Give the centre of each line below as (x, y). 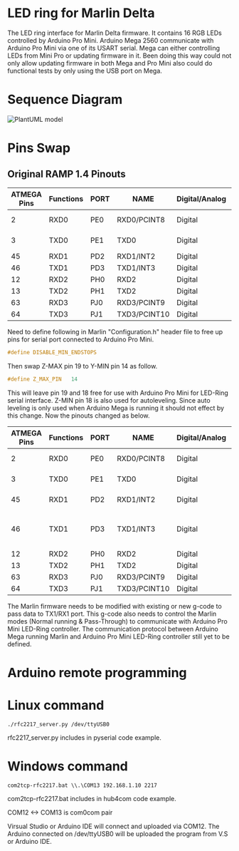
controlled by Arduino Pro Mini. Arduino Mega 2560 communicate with (111, 40)
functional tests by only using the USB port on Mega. (85, 71)
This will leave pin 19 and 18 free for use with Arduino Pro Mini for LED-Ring (118, 393)
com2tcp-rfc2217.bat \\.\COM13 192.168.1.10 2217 (83, 785)
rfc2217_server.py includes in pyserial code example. (84, 737)
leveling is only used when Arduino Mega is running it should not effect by (116, 408)
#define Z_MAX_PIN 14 (43, 379)
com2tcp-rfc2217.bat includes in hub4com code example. (92, 798)
